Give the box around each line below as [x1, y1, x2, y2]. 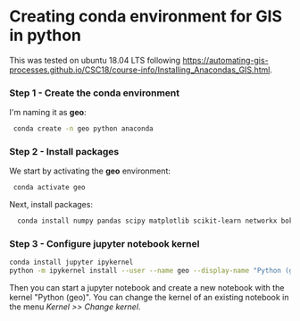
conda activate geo [12, 183, 87, 192]
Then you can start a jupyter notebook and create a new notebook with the [9, 283, 285, 293]
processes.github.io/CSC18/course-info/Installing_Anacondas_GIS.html [9, 64, 271, 75]
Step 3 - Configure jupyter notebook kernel [9, 238, 200, 250]
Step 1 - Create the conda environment [9, 87, 180, 99]
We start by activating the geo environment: [9, 165, 171, 176]
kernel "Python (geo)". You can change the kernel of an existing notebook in [9, 292, 289, 303]
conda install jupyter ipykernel [9, 258, 134, 267]
